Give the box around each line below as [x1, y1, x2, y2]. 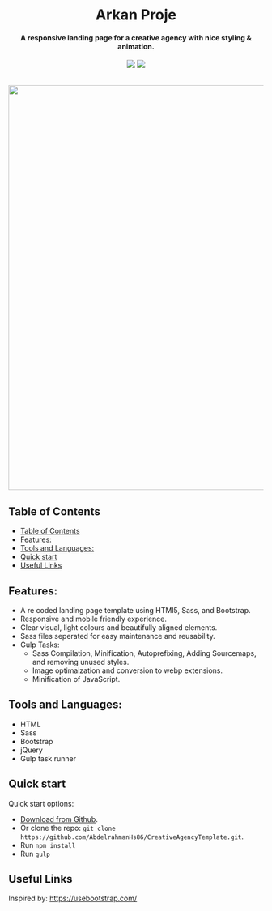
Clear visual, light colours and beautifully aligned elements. [19, 623, 218, 632]
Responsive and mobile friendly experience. [19, 614, 168, 624]
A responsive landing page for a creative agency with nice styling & [19, 32, 253, 42]
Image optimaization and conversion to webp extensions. [32, 666, 223, 675]
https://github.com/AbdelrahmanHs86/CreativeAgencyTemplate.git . [19, 832, 244, 841]
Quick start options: [8, 798, 74, 808]
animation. [117, 41, 155, 51]
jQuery [19, 745, 43, 755]
